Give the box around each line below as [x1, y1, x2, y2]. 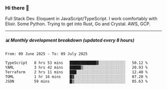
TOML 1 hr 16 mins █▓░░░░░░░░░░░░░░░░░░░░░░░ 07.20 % [5, 74, 148, 79]
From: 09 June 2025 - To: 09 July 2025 [5, 51, 88, 56]
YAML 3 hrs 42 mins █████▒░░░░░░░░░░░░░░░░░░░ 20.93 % [5, 65, 148, 70]
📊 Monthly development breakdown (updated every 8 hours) [5, 37, 135, 43]
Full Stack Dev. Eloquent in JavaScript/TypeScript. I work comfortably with [5, 16, 158, 22]
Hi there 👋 [5, 4, 30, 11]
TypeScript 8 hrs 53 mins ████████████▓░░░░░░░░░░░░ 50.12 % [5, 60, 148, 66]
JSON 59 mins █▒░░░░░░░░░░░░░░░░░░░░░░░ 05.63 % [5, 79, 148, 84]
